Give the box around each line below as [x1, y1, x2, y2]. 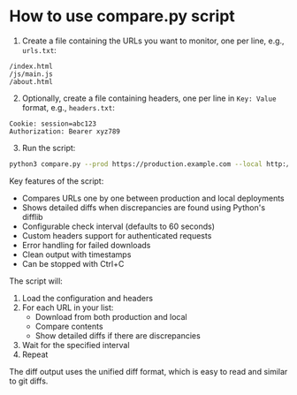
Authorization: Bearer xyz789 [9, 126, 121, 136]
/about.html [9, 77, 53, 86]
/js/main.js [9, 69, 53, 79]
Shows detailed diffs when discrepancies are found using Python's [21, 201, 266, 213]
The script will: [9, 276, 64, 286]
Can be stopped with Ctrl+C [21, 258, 125, 269]
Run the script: [21, 142, 76, 153]
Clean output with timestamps [21, 249, 132, 260]
